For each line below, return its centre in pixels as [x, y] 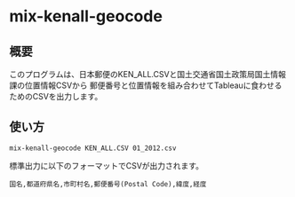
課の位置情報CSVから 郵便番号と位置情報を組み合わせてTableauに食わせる [146, 85]
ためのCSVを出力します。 [56, 96]
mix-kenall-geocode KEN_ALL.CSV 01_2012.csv [93, 148]
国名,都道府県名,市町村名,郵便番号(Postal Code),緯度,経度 [108, 184]
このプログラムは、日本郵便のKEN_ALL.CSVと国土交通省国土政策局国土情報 [148, 74]
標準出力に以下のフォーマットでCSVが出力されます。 [107, 165]
